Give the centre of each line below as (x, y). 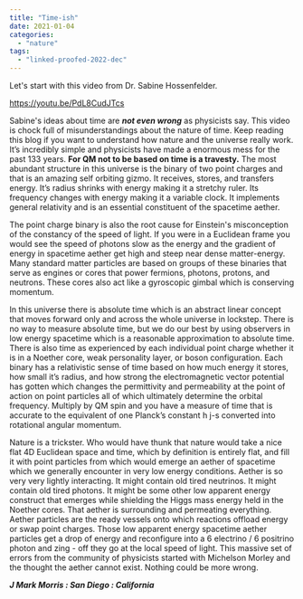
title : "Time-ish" (44, 18)
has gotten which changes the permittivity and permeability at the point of (147, 386)
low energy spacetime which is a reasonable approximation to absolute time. (152, 338)
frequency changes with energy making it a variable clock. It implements (145, 197)
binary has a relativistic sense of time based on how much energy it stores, (149, 367)
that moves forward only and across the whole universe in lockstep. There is (151, 319)
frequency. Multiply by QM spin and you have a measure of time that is (141, 405)
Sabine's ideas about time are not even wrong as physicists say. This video (150, 120)
